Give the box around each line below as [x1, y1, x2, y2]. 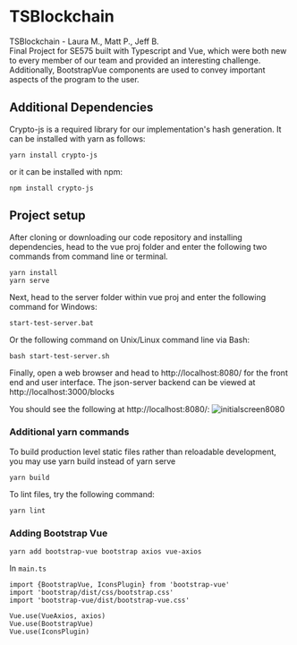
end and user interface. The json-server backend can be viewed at [9, 376, 256, 387]
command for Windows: [9, 301, 98, 312]
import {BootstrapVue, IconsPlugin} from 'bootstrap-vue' [9, 580, 230, 589]
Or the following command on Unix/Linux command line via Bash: [9, 334, 250, 345]
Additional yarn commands [9, 426, 130, 438]
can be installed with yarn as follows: [9, 133, 146, 144]
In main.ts [9, 563, 47, 574]
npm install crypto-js [9, 184, 94, 193]
